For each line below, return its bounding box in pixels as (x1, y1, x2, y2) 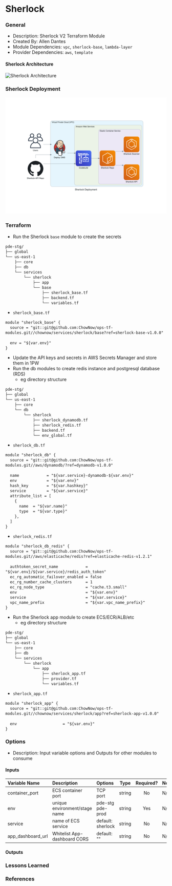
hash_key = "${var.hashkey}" (10, 483, 88, 488)
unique (52, 800, 67, 806)
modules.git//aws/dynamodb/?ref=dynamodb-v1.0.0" (5, 462, 114, 468)
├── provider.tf (41, 676, 77, 681)
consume (12, 755, 33, 761)
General (5, 22, 26, 29)
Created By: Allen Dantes (12, 38, 66, 45)
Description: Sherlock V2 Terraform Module (12, 33, 105, 39)
